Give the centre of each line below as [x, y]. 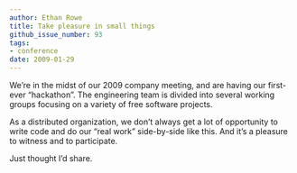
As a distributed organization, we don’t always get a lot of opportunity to [144, 122]
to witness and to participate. [64, 141]
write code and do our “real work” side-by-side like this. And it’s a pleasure [149, 131]
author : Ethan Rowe [46, 18]
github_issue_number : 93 [56, 34]
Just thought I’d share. [51, 158]
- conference [34, 51]
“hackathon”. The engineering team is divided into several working [151, 95]
